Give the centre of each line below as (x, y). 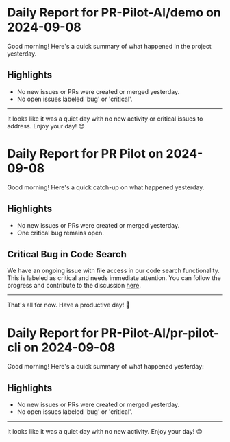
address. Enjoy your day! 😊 (46, 126)
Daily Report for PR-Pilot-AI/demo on (114, 13)
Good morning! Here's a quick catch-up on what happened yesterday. (106, 187)
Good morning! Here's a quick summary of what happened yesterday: (105, 367)
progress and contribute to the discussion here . (74, 286)
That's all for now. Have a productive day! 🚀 (68, 305)
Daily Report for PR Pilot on (85, 153)
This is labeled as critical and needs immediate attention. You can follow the (114, 278)
